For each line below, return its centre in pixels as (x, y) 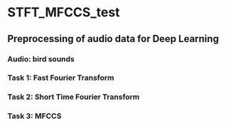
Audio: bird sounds (41, 59)
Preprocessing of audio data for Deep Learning (113, 39)
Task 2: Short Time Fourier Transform (74, 97)
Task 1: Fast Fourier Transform (61, 78)
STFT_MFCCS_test (64, 12)
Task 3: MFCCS (34, 116)
